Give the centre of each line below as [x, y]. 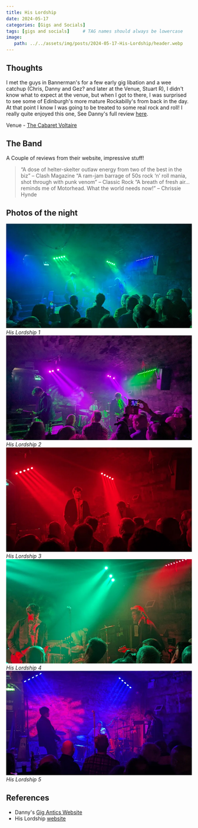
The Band [24, 144]
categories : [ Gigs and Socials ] [46, 25]
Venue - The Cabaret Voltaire [42, 125]
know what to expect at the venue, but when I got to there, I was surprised [96, 95]
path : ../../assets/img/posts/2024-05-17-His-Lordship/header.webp [98, 44]
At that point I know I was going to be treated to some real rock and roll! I [94, 107]
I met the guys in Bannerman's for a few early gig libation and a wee [89, 82]
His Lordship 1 [23, 333]
